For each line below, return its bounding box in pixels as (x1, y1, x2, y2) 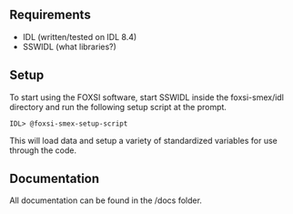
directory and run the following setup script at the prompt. (9, 101, 227, 112)
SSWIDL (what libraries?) (22, 41, 116, 52)
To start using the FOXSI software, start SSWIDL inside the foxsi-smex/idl (9, 91, 285, 103)
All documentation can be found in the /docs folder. (9, 195, 203, 206)
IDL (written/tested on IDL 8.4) (22, 31, 137, 42)
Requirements (9, 7, 91, 23)
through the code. (9, 145, 77, 156)
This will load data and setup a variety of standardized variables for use (9, 135, 278, 146)
